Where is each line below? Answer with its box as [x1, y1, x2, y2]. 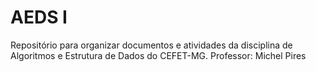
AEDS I [10, 6, 68, 29]
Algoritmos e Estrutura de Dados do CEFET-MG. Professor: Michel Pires [10, 49, 307, 61]
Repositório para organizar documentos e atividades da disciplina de [10, 39, 293, 51]
